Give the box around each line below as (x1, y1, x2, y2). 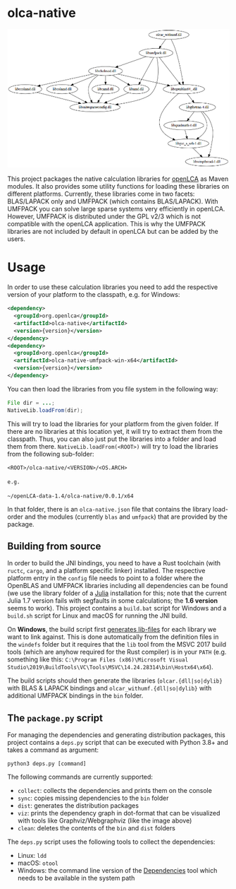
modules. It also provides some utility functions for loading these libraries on (7, 182, 230, 191)
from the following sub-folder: (7, 449, 94, 458)
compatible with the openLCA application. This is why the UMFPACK (7, 220, 206, 228)
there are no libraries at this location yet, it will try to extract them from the (7, 427, 223, 435)
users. (7, 235, 26, 243)
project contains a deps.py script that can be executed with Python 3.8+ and (7, 738, 228, 747)
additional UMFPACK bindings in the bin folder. (7, 691, 144, 700)
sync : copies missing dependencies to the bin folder (17, 794, 169, 803)
